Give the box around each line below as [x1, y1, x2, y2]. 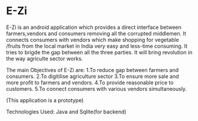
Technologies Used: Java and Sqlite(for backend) [6, 108, 127, 115]
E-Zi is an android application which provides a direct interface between [6, 24, 182, 31]
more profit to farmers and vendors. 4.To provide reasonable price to [6, 79, 174, 86]
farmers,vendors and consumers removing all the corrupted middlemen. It [6, 30, 186, 37]
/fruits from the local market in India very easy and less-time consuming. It [6, 42, 188, 50]
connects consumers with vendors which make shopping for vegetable [6, 36, 179, 43]
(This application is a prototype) [6, 96, 84, 104]
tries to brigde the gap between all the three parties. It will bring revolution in [6, 48, 193, 55]
